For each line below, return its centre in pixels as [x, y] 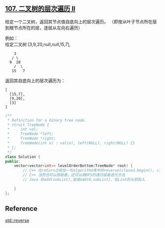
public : [13, 161]
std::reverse [17, 221]
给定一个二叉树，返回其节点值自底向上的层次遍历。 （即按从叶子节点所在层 [81, 22]
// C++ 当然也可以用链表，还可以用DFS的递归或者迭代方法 [74, 175]
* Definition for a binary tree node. [47, 120]
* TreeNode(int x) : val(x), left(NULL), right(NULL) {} [71, 143]
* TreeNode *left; [30, 134]
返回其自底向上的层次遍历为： [35, 81]
